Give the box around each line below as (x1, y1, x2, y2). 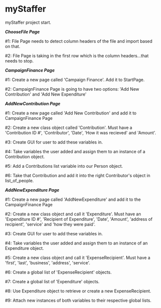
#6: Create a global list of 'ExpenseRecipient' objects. (5, 269, 112, 275)
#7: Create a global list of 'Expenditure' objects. (5, 278, 100, 284)
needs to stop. (5, 58, 34, 64)
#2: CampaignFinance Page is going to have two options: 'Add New (5, 86, 139, 92)
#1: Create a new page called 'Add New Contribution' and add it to (5, 110, 137, 116)
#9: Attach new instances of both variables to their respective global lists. (5, 297, 151, 303)
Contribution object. (5, 154, 45, 160)
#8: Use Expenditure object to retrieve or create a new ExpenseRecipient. (5, 288, 151, 294)
